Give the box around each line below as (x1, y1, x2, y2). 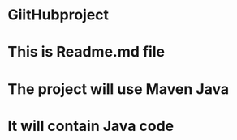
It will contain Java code (7, 117, 175, 135)
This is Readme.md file (7, 43, 166, 62)
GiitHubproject (7, 6, 110, 24)
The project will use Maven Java (7, 79, 230, 98)
